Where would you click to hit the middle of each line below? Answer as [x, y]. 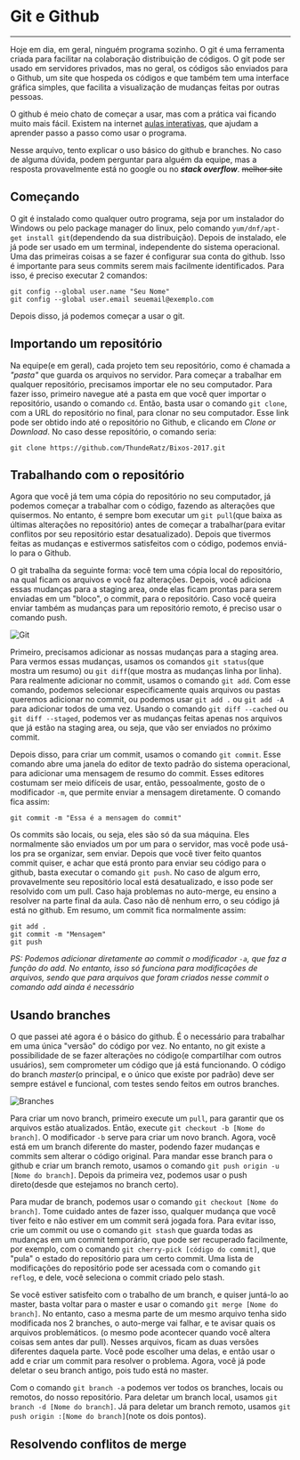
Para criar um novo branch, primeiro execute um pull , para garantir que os [147, 1118]
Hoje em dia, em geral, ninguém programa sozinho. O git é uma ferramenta [147, 49]
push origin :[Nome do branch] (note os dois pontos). [108, 1416]
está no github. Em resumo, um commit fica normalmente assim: [128, 911]
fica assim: [30, 802]
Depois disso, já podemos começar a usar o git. [97, 316]
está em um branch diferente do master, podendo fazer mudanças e [135, 1147]
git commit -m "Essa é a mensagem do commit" [96, 818]
